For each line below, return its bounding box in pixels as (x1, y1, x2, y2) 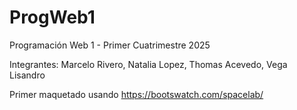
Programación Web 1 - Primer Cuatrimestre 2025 (9, 39, 211, 51)
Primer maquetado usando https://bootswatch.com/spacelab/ (9, 88, 264, 100)
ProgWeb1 (9, 6, 96, 29)
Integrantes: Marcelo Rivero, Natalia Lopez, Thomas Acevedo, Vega (9, 58, 288, 70)
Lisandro (9, 69, 46, 81)
